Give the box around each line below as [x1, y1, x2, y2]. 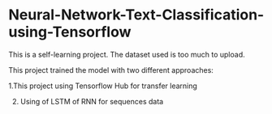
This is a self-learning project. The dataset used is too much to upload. [8, 49, 245, 59]
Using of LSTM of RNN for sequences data [19, 96, 164, 106]
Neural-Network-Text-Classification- [8, 6, 265, 24]
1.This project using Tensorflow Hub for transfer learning [8, 81, 197, 91]
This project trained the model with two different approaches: [8, 65, 214, 74]
